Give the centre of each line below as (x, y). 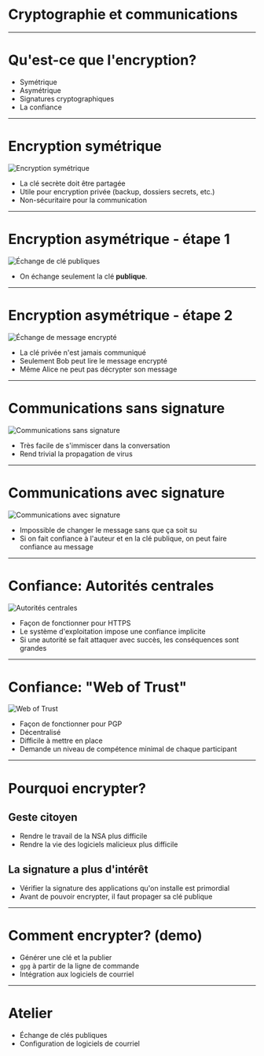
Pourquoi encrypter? (77, 788)
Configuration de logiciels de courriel (79, 1043)
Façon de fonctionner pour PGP (71, 724)
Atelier (31, 1014)
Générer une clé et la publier (66, 958)
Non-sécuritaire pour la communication (83, 200)
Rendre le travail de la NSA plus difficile (83, 836)
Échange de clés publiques (63, 1036)
